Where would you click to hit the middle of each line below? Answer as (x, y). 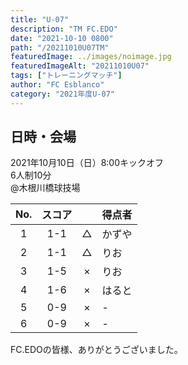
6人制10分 (31, 175)
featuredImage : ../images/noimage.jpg (91, 57)
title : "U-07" (40, 19)
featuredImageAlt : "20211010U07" (80, 66)
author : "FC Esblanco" (57, 85)
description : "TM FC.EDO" (64, 29)
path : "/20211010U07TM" (60, 47)
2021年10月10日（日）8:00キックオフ (87, 163)
